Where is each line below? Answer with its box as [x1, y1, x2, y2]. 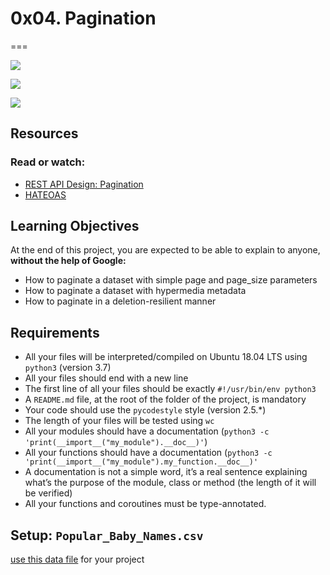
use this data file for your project [10, 553, 145, 566]
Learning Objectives [10, 218, 140, 235]
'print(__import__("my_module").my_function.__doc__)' [24, 457, 259, 467]
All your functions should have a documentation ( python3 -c [24, 447, 273, 459]
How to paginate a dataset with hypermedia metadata [24, 285, 247, 297]
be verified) [24, 487, 73, 499]
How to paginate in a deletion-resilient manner [24, 295, 217, 307]
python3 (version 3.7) [24, 362, 112, 374]
